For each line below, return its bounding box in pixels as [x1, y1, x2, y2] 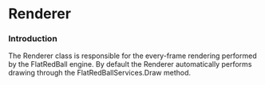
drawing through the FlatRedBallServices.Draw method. [8, 68, 192, 78]
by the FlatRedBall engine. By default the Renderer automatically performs [8, 60, 252, 69]
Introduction [8, 33, 57, 44]
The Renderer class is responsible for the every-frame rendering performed [8, 51, 257, 60]
